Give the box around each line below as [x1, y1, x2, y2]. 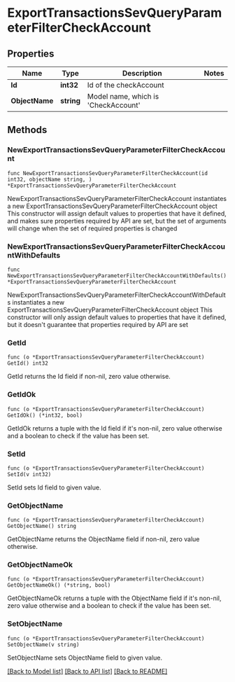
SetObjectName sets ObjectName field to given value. [7, 653, 163, 662]
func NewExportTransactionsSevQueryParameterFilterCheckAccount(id [7, 169, 208, 176]
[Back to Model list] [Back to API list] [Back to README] [7, 667, 168, 675]
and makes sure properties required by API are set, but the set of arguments [7, 216, 227, 225]
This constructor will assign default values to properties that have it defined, [7, 209, 227, 218]
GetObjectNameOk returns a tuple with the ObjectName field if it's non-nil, [7, 594, 222, 603]
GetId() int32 [7, 360, 49, 367]
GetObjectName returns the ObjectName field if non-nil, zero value [7, 535, 200, 543]
